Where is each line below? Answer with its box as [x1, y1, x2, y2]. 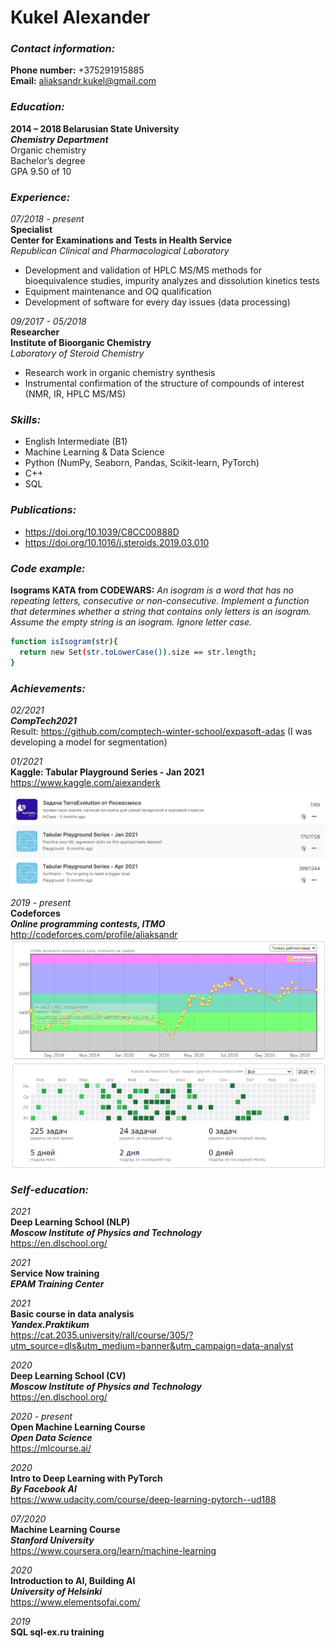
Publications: [10, 503, 77, 517]
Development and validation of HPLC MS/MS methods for [24, 264, 263, 276]
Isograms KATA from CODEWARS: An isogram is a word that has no [10, 584, 294, 596]
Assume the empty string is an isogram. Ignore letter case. [10, 616, 253, 628]
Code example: [10, 561, 86, 575]
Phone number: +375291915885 [10, 64, 145, 76]
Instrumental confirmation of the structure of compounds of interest [24, 377, 305, 390]
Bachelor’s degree [10, 154, 86, 166]
